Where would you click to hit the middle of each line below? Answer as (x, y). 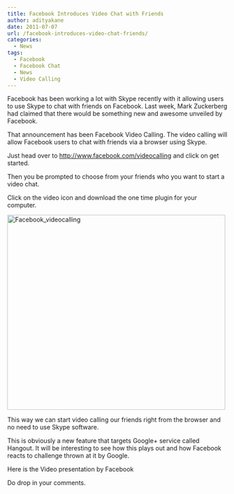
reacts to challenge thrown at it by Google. (68, 455)
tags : (15, 53)
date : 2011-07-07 (32, 27)
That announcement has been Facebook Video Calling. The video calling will (117, 135)
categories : (24, 40)
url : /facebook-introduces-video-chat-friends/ (78, 33)
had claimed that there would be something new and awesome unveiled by (115, 114)
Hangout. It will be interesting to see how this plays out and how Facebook (114, 448)
